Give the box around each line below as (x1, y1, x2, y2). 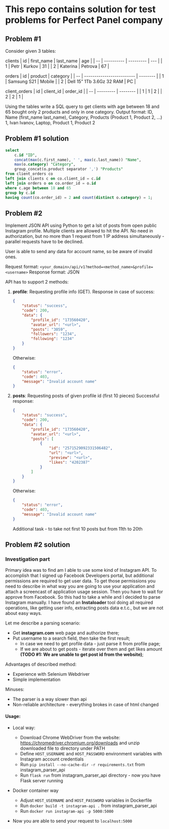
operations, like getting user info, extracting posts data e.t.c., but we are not (5, 605, 163, 611)
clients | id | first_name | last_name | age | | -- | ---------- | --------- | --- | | (5, 58, 163, 64)
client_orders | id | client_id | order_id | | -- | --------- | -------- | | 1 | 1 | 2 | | (5, 88, 162, 94)
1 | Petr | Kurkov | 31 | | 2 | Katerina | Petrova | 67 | (5, 63, 110, 69)
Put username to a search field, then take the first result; (12, 635, 131, 641)
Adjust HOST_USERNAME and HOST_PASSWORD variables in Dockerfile (20, 797, 152, 803)
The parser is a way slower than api (12, 696, 87, 702)
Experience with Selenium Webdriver (12, 671, 90, 677)
